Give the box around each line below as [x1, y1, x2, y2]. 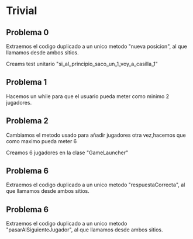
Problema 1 [6, 77, 47, 87]
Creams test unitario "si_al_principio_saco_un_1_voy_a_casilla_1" [6, 60, 158, 67]
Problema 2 [6, 116, 49, 126]
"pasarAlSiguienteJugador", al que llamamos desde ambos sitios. [6, 226, 163, 233]
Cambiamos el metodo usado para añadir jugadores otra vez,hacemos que [6, 131, 186, 138]
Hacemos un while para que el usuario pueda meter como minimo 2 [6, 92, 170, 100]
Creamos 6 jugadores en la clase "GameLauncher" [6, 149, 129, 156]
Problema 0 [6, 27, 49, 37]
